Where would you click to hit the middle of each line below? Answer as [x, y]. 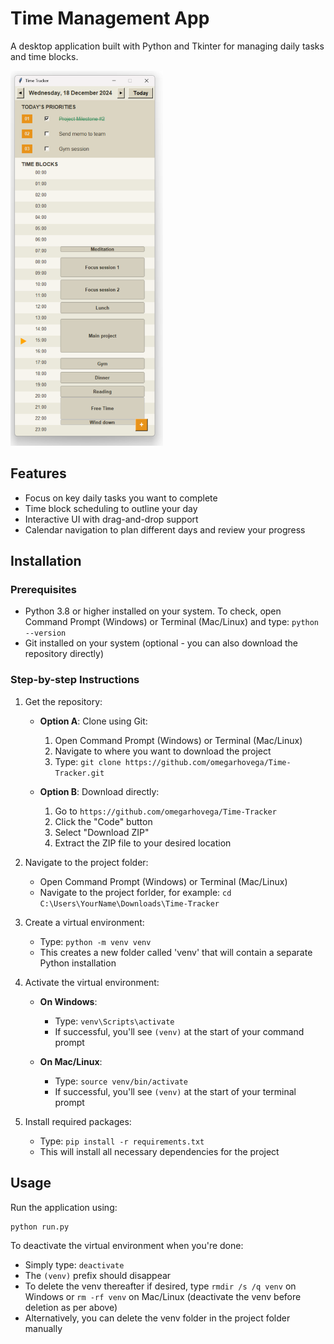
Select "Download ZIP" [102, 832]
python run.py [40, 1227]
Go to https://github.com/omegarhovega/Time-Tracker [165, 811]
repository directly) [64, 654]
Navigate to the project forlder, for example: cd [135, 892]
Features [38, 473]
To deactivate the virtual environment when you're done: [127, 1246]
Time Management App [110, 18]
